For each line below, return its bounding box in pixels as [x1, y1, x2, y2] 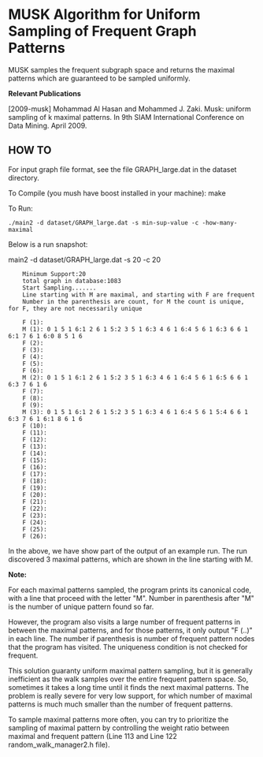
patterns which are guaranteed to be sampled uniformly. [8, 73, 191, 83]
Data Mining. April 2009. [8, 121, 87, 130]
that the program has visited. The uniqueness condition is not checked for [8, 642, 248, 651]
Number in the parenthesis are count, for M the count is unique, [22, 297, 245, 305]
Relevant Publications [8, 88, 81, 98]
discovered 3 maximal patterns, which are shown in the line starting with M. [8, 554, 254, 564]
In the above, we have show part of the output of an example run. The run [8, 546, 248, 555]
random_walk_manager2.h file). [8, 740, 110, 749]
